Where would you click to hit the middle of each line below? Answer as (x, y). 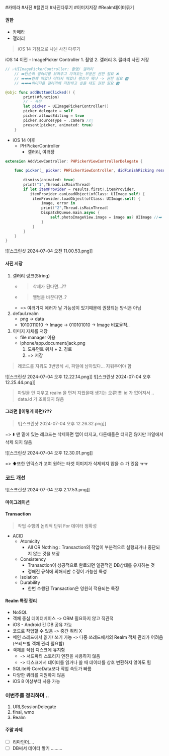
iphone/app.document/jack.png (53, 343)
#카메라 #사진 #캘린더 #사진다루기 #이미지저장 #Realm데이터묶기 (70, 7)
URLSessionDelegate (34, 707)
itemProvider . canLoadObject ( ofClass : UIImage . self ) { (87, 194)
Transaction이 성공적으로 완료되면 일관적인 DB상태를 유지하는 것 (91, 565)
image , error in (58, 203)
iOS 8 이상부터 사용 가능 (36, 682)
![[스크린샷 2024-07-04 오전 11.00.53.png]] (49, 251)
